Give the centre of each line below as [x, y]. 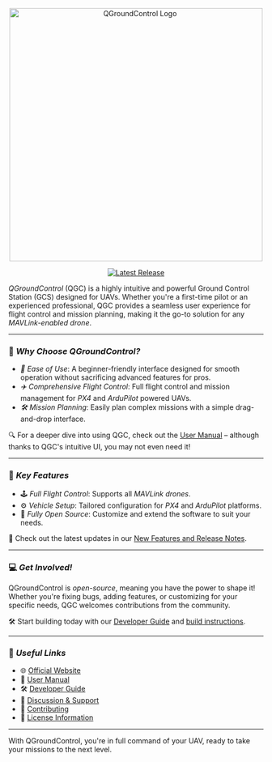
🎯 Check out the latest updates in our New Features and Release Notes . [127, 538]
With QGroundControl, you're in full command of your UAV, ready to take [130, 741]
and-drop [36, 419]
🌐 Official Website [50, 670]
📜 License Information [57, 717]
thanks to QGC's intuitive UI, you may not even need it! [100, 447]
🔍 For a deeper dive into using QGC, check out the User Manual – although [134, 435]
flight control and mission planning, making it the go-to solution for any [127, 314]
